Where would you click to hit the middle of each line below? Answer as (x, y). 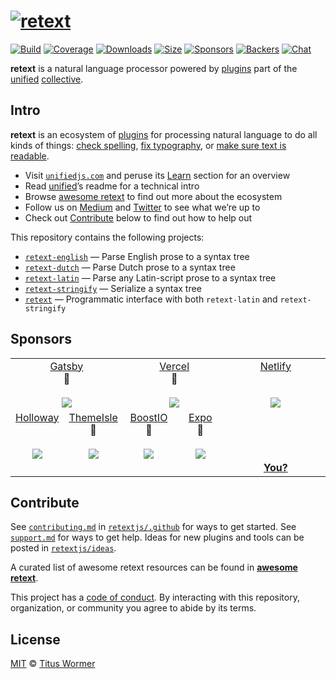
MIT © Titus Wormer (53, 664)
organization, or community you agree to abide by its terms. (133, 608)
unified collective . (47, 79)
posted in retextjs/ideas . (63, 548)
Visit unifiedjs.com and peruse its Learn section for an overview (157, 175)
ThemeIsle (93, 417)
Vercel (174, 366)
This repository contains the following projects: (107, 237)
